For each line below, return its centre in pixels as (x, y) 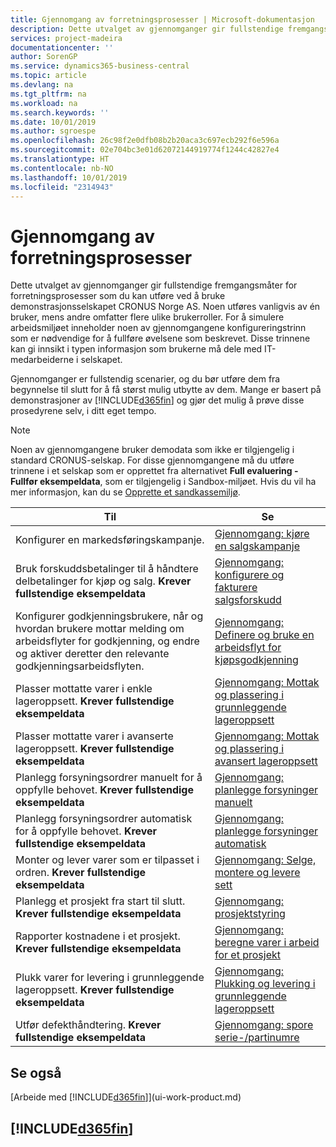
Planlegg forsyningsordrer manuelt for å (109, 778)
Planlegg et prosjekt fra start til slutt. (100, 901)
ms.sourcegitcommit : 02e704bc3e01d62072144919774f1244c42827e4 (145, 150)
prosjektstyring (250, 914)
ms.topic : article (48, 76)
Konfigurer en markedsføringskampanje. (110, 540)
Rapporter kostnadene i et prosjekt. (98, 936)
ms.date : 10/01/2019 (53, 122)
